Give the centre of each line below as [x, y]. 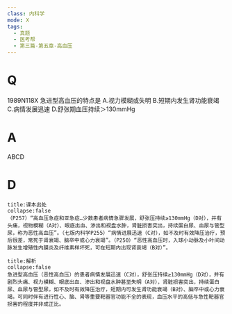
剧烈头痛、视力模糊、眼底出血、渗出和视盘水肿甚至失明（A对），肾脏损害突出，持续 [108, 282]
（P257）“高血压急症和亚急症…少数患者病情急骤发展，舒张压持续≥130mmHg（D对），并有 [115, 218]
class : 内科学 [26, 14]
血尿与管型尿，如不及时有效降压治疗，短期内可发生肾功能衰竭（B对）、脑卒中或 [113, 289]
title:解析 [22, 261]
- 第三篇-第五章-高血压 [43, 46]
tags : [15, 26]
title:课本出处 [27, 205]
